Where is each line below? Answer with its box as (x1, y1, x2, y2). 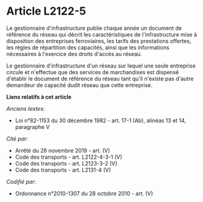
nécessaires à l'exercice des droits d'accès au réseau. (6, 50, 142, 57)
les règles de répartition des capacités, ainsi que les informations (6, 44, 170, 51)
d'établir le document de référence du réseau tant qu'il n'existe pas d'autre (6, 75, 194, 82)
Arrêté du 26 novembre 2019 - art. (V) (15, 147, 111, 154)
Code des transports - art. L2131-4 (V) (15, 166, 111, 173)
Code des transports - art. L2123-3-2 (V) (15, 159, 117, 167)
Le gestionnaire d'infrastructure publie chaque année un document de (6, 24, 182, 32)
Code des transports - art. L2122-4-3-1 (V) (15, 153, 123, 161)
